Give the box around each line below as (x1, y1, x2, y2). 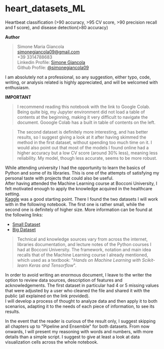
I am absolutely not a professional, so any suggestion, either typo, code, (5, 74, 151, 80)
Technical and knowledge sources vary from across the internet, (17, 236, 148, 242)
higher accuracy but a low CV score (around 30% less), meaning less (17, 150, 158, 156)
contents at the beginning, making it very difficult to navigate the (17, 114, 148, 120)
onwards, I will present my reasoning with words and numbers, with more (5, 328, 154, 334)
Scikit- (141, 257, 156, 263)
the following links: (5, 211, 43, 217)
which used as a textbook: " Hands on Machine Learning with (17, 257, 141, 263)
